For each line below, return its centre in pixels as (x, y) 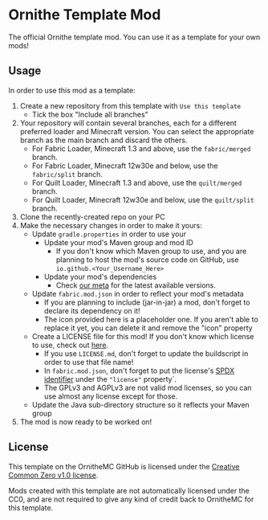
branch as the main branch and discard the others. (104, 140)
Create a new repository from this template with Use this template (130, 105)
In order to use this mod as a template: (72, 90)
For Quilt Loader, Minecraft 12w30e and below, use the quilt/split (143, 199)
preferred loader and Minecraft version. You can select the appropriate (137, 131)
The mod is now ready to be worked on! (86, 422)
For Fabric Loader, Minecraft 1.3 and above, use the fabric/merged (141, 148)
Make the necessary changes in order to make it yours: (111, 225)
